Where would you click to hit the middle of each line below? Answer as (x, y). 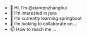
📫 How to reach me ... (33, 29)
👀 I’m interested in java (33, 13)
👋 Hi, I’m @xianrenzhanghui (38, 8)
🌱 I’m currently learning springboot (46, 18)
